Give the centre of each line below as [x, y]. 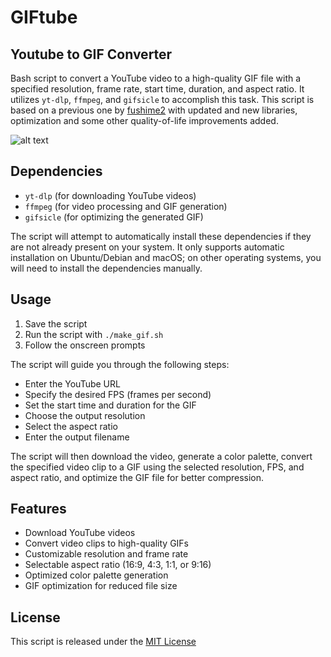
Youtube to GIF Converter [91, 54]
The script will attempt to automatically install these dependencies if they [161, 236]
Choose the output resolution [85, 415]
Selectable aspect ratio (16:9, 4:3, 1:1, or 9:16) [118, 565]
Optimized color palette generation [96, 575]
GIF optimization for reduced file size [101, 586]
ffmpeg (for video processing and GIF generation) [126, 206]
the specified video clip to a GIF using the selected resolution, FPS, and [157, 467]
